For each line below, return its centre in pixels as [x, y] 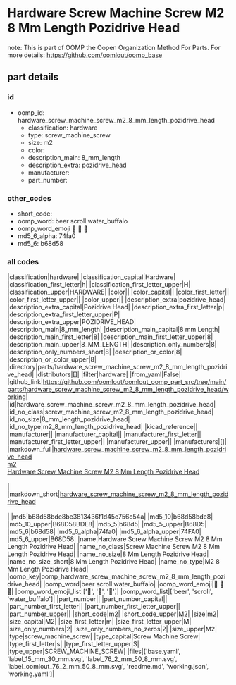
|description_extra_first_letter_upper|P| [64, 314]
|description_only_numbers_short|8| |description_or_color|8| [95, 352]
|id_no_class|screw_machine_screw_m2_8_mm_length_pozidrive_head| [111, 412]
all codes [23, 261]
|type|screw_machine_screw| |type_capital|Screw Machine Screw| [104, 636]
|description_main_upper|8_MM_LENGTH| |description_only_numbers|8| [112, 345]
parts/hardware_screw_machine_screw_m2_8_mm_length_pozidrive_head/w [118, 390]
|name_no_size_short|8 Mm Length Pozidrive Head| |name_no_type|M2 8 [113, 562]
